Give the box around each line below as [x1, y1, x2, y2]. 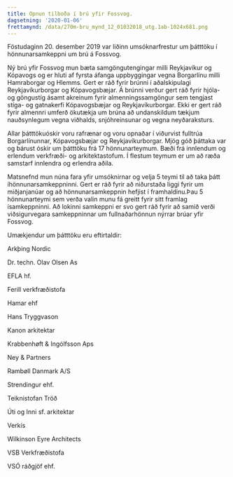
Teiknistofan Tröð [7, 394, 57, 403]
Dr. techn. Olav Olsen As [7, 258, 78, 267]
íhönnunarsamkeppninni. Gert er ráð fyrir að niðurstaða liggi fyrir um [7, 180, 204, 189]
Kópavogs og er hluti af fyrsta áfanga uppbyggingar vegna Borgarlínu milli [7, 71, 220, 79]
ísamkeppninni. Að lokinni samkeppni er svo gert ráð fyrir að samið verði [7, 203, 216, 211]
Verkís [7, 422, 26, 430]
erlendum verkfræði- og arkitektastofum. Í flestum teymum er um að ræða [7, 152, 220, 160]
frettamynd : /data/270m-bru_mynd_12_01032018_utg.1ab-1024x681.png [7, 23, 209, 30]
